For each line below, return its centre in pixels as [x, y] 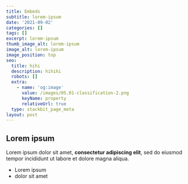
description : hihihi [36, 71]
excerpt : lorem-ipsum [32, 39]
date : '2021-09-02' [30, 22]
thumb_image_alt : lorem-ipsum [43, 44]
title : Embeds [23, 11]
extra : [19, 82]
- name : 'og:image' [40, 88]
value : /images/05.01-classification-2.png [75, 93]
